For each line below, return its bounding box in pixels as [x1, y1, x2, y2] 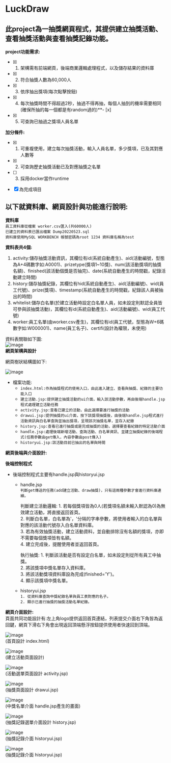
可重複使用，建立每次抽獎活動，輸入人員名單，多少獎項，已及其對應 [20, 146, 163, 151]
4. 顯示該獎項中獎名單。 [20, 577, 71, 584]
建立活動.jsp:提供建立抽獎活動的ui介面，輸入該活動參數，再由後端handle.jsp [20, 397, 165, 402]
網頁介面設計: [5, 609, 34, 615]
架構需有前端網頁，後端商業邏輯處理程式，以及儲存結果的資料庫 [20, 65, 154, 71]
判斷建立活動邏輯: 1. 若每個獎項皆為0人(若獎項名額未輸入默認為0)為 [20, 503, 161, 509]
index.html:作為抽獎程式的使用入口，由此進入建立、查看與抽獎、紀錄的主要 [20, 386, 159, 391]
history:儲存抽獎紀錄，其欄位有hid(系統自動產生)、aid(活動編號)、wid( [12, 280, 160, 286]
